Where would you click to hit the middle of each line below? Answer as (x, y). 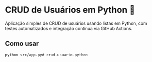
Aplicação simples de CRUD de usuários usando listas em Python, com (76, 23)
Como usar (22, 44)
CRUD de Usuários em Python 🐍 (70, 10)
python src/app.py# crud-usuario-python (47, 55)
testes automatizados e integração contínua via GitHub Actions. (69, 28)
